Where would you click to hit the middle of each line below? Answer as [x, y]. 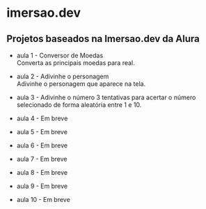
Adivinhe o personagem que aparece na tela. [81, 84]
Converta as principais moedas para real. [76, 63]
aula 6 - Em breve [42, 145]
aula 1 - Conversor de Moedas [60, 55]
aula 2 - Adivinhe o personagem [63, 76]
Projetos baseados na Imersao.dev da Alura [103, 39]
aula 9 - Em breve [42, 186]
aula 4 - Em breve [42, 118]
